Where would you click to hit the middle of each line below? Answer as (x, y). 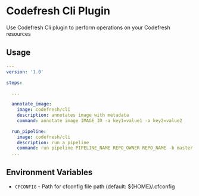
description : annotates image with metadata (73, 115)
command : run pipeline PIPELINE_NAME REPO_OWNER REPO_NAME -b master (105, 148)
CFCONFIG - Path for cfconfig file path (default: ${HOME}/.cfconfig (95, 186)
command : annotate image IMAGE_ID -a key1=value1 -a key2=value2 (100, 120)
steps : (14, 83)
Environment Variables (49, 172)
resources (18, 33)
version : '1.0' (25, 72)
